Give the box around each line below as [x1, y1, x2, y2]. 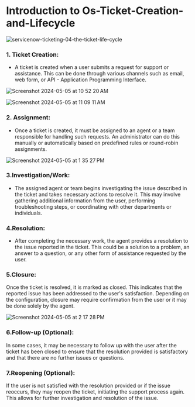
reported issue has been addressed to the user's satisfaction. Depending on [6, 290, 190, 297]
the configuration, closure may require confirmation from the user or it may [6, 296, 187, 303]
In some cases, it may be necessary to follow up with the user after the [6, 342, 177, 349]
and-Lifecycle [6, 16, 76, 30]
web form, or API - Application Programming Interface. [14, 76, 146, 83]
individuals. [14, 209, 43, 216]
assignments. [14, 145, 47, 153]
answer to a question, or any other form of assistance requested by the [14, 250, 186, 257]
